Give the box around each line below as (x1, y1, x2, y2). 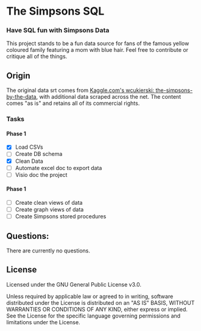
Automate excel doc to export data (15, 164, 102, 171)
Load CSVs (15, 143, 44, 151)
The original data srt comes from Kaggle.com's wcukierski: (6, 87, 154, 94)
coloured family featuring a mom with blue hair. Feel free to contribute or (6, 46, 189, 54)
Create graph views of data (15, 206, 84, 213)
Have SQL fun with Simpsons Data (6, 26, 110, 35)
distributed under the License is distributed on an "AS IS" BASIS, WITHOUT (6, 299, 195, 306)
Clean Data (15, 157, 44, 165)
